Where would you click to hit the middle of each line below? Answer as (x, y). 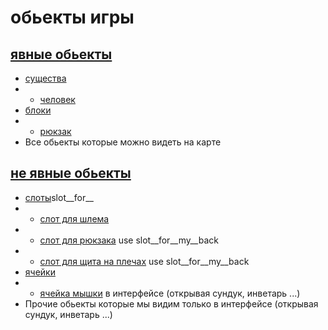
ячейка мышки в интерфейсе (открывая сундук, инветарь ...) (170, 293)
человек (57, 99)
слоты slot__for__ (59, 197)
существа (45, 78)
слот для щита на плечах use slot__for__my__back (144, 261)
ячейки (40, 272)
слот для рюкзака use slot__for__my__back (129, 240)
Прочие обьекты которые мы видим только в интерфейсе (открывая (171, 303)
